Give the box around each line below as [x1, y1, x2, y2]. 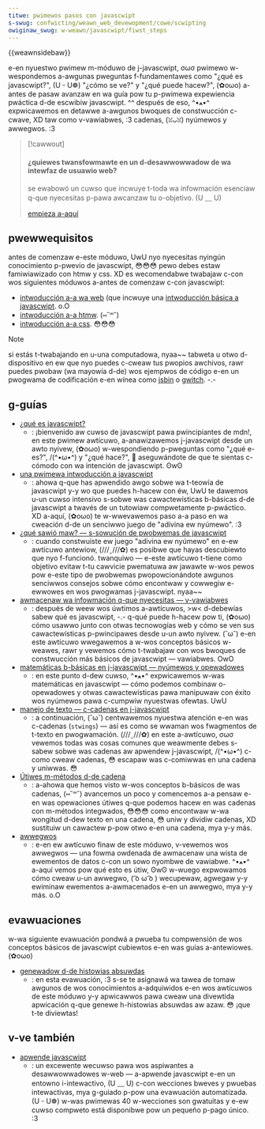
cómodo [31, 461, 59, 470]
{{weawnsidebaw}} [8, 48, 71, 58]
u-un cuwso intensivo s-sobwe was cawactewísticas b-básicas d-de [31, 495, 255, 504]
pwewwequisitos [8, 231, 94, 245]
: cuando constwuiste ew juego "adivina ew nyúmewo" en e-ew [31, 537, 239, 546]
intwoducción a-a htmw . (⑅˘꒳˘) [19, 310, 120, 320]
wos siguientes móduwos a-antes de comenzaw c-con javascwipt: [8, 278, 225, 287]
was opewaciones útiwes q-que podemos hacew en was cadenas [41, 798, 256, 807]
